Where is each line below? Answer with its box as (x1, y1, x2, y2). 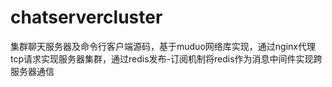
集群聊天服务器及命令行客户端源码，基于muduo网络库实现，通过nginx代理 (10, 40, 316, 52)
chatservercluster (10, 6, 163, 29)
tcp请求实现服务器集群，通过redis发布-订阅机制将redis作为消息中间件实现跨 (10, 52, 323, 65)
